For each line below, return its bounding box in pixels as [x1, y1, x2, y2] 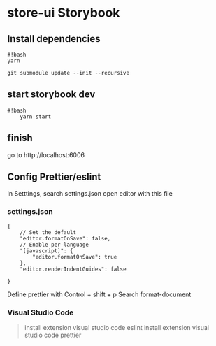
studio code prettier [24, 331, 82, 340]
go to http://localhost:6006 [7, 150, 85, 159]
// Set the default [20, 229, 77, 236]
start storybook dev [7, 89, 96, 101]
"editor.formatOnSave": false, [20, 235, 111, 242]
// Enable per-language [20, 241, 89, 248]
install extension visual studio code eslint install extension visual [24, 324, 210, 332]
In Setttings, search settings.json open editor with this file [7, 189, 173, 198]
